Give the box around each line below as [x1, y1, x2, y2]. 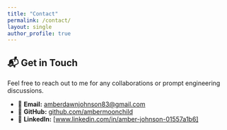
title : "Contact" [7, 10, 59, 18]
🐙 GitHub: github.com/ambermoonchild [17, 108, 133, 116]
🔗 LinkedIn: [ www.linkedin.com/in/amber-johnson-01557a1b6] [17, 115, 199, 124]
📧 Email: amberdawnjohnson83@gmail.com [17, 100, 146, 109]
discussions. [7, 86, 44, 95]
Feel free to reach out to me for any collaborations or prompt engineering [7, 79, 221, 88]
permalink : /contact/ [7, 17, 71, 24]
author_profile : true [7, 30, 71, 37]
